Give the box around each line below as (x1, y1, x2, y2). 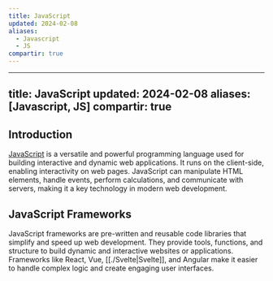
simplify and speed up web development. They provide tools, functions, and (8, 237, 263, 248)
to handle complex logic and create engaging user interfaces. (8, 263, 214, 273)
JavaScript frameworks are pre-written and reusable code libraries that (8, 229, 247, 239)
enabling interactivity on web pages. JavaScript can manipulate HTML (8, 166, 244, 176)
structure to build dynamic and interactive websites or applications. (8, 246, 234, 256)
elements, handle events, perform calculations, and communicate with (8, 175, 244, 185)
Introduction (8, 128, 73, 141)
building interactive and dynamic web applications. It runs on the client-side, (8, 158, 264, 167)
